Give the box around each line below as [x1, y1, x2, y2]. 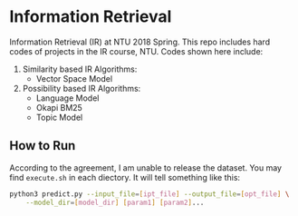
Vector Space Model [35, 73, 113, 83]
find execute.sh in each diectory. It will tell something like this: [9, 172, 241, 182]
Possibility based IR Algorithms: [22, 83, 141, 93]
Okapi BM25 [35, 102, 83, 113]
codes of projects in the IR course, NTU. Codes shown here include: [9, 45, 264, 56]
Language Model [35, 93, 100, 103]
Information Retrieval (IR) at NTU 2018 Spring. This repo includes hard [9, 36, 270, 47]
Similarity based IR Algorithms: [22, 64, 138, 74]
